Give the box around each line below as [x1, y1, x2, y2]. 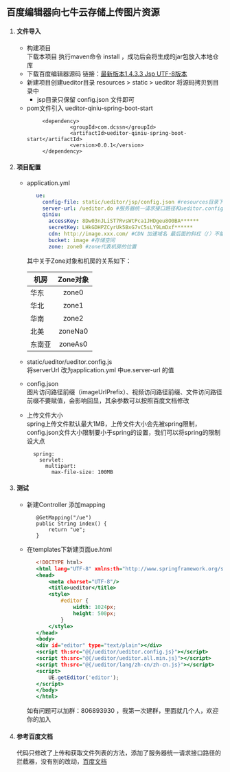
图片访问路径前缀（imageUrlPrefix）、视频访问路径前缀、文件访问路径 [26, 387, 222, 396]
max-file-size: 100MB [51, 469, 114, 475]
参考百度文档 [16, 732, 53, 740]
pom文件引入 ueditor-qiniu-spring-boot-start [26, 104, 154, 112]
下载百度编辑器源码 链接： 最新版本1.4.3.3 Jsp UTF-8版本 [26, 69, 187, 78]
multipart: [45, 462, 77, 469]
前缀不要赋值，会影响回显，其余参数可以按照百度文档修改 [26, 396, 189, 405]
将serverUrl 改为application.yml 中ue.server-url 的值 [26, 365, 174, 374]
